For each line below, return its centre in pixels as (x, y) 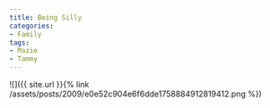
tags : (19, 42)
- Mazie (24, 51)
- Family (26, 34)
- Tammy (24, 59)
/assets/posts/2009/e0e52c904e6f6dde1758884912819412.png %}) (135, 94)
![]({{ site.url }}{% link (49, 84)
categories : (31, 26)
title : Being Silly (46, 17)
